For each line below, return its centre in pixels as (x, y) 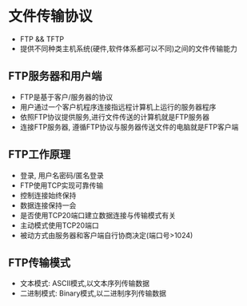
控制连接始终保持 (48, 195)
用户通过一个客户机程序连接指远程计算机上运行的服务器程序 (118, 107)
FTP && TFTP (42, 39)
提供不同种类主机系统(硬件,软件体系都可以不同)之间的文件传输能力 (129, 48)
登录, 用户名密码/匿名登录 (62, 175)
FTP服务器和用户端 (55, 76)
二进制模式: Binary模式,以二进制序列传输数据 (93, 293)
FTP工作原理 (39, 155)
